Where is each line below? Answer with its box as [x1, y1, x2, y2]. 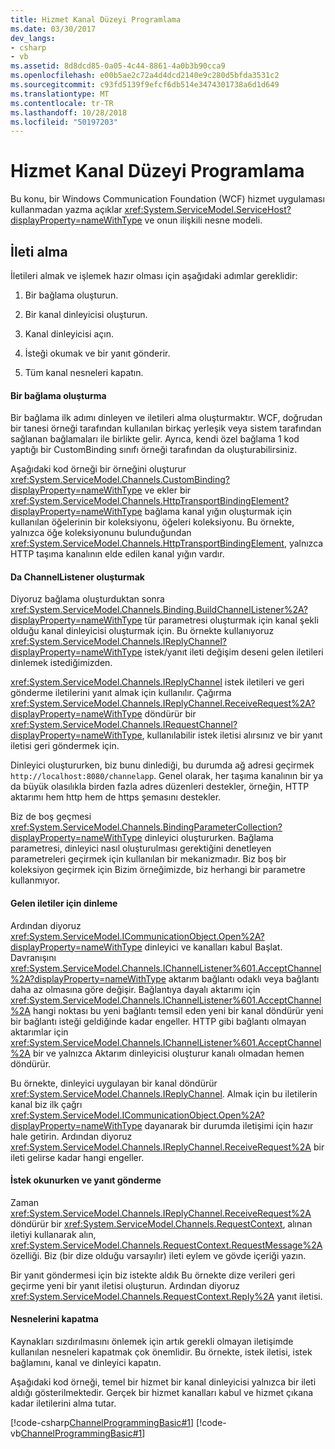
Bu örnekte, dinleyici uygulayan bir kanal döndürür [10, 1077, 218, 1089]
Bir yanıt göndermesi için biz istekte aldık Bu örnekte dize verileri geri [10, 1269, 296, 1281]
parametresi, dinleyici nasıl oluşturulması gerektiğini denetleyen [10, 842, 272, 855]
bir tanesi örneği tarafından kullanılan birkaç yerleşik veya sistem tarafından [10, 422, 322, 435]
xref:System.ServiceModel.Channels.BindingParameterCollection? [10, 821, 283, 833]
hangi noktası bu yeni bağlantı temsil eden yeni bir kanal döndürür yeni [32, 1004, 324, 1016]
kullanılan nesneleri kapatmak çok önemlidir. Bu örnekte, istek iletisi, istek [10, 1346, 313, 1358]
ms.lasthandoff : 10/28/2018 [10, 107, 128, 118]
